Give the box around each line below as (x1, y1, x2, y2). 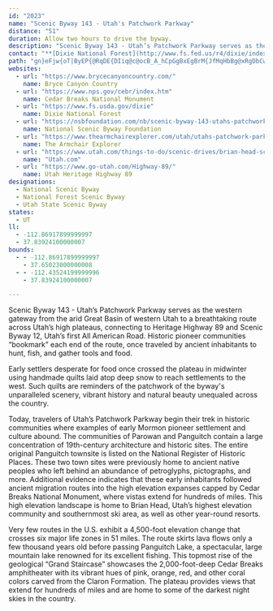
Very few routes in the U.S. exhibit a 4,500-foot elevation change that (8, 525, 241, 535)
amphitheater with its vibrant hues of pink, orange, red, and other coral (8, 568, 245, 578)
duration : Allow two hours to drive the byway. (8, 34, 173, 43)
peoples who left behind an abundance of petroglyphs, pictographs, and (8, 466, 251, 475)
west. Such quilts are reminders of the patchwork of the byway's (8, 381, 225, 391)
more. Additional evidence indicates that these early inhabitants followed (8, 475, 252, 484)
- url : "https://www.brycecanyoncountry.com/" (15, 72, 176, 80)
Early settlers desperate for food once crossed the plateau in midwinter (8, 364, 247, 374)
